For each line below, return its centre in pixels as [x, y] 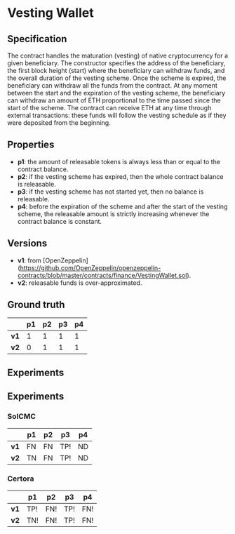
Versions [27, 243]
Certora [21, 479]
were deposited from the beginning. [59, 123]
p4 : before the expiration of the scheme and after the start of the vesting [122, 206]
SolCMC [22, 417]
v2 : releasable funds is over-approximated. [80, 283]
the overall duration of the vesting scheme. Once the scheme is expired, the [117, 78]
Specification [37, 39]
